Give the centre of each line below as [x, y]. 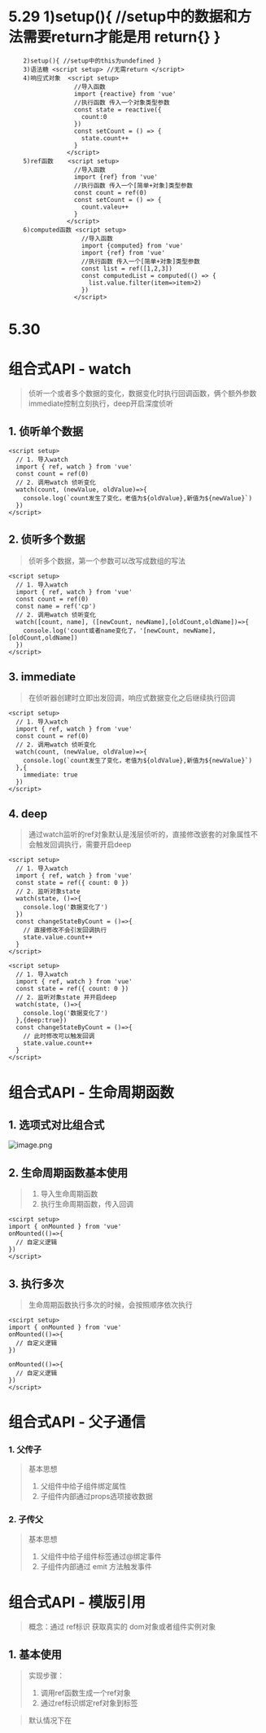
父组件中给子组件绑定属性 [83, 1486]
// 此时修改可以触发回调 [59, 1036]
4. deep [28, 814]
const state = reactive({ [118, 110]
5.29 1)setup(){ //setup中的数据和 [123, 17]
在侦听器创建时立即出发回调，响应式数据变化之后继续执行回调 [132, 697]
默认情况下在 [50, 1721]
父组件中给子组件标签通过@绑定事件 [101, 1556]
